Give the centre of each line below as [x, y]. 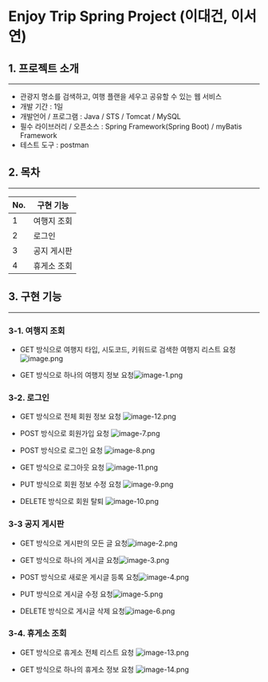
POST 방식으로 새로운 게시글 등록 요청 [79, 577]
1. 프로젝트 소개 [44, 68]
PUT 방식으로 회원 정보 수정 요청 [71, 485]
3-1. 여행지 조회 [37, 331]
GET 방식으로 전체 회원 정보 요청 [70, 417]
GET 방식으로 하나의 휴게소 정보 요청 [77, 669]
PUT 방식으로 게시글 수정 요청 [66, 594]
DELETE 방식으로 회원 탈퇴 [61, 502]
